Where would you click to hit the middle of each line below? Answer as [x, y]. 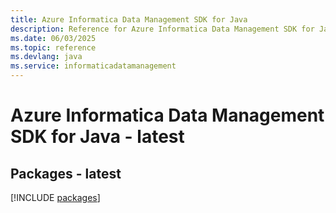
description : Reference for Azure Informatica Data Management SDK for [162, 29]
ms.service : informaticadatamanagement [93, 66]
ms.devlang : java [46, 57]
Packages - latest [66, 173]
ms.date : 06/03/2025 [53, 38]
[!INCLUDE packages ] [55, 197]
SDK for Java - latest [97, 137]
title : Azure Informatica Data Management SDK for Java [129, 19]
